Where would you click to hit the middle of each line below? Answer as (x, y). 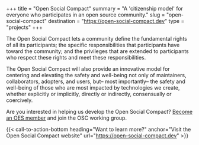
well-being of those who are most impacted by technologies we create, (93, 88)
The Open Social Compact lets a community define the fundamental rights (97, 39)
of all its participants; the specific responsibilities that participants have (93, 45)
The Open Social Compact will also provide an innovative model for (88, 69)
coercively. (20, 100)
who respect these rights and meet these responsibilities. (76, 57)
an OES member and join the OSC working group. (67, 118)
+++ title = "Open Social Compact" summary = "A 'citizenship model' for (95, 9)
